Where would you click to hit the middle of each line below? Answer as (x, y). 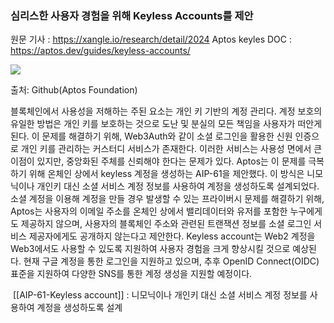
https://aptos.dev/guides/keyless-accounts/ (100, 51)
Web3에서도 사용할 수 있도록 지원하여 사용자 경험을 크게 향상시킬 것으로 (150, 249)
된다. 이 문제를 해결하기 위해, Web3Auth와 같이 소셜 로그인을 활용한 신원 (151, 136)
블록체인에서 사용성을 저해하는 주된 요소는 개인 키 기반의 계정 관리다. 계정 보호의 (166, 111)
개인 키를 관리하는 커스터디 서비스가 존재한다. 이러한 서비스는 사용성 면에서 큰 (171, 149)
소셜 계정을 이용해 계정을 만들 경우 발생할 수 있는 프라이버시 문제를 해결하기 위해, (167, 199)
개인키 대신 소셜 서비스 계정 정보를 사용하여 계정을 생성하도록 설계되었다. (178, 186)
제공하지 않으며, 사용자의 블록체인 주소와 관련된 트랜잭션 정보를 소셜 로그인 (166, 224)
